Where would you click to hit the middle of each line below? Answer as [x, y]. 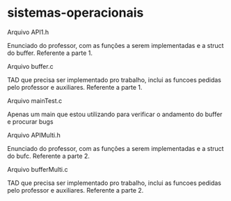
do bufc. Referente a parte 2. [49, 156]
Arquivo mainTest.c [35, 100]
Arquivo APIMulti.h [34, 135]
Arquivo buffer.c [30, 66]
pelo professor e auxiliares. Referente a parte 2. [75, 190]
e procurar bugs [30, 121]
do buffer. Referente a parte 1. [50, 53]
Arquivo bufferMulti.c [38, 169]
